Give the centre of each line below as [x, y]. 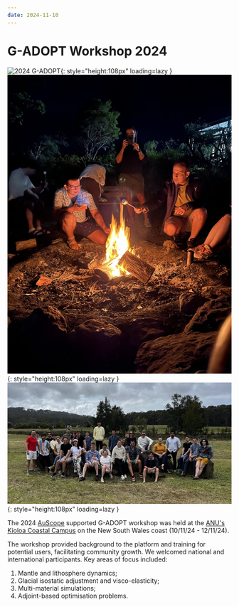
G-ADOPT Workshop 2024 [87, 51]
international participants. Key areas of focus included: [87, 559]
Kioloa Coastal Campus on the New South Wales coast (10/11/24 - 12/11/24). [118, 531]
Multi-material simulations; [57, 588]
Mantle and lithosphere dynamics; [67, 574]
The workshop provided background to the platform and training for [107, 544]
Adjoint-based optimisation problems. [73, 596]
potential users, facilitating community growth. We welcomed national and [116, 552]
